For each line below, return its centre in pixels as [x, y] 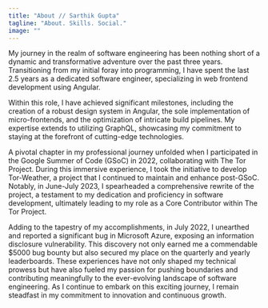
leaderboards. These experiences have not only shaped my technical [122, 262]
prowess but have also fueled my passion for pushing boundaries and [123, 270]
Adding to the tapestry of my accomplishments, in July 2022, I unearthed [129, 227]
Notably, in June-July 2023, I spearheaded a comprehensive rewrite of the [131, 186]
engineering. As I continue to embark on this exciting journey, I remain [124, 287]
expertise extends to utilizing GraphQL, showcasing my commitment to [125, 128]
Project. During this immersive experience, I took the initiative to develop [128, 170]
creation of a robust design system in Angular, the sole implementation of [129, 111]
